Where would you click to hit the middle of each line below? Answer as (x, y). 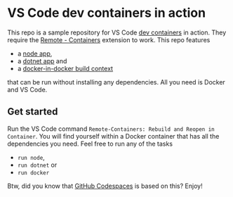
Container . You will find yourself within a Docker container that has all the (113, 136)
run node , (31, 157)
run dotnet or (37, 165)
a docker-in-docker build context (65, 68)
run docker (33, 173)
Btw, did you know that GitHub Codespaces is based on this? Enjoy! (105, 186)
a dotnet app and (42, 61)
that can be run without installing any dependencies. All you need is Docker (116, 82)
